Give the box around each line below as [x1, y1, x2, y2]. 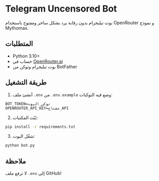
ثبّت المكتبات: [12, 114, 38, 121]
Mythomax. [5, 25, 29, 31]
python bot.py [5, 143, 35, 148]
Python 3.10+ [12, 53, 40, 59]
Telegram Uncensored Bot [5, 3, 117, 15]
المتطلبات [5, 40, 33, 48]
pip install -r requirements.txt [5, 124, 76, 129]
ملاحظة [5, 157, 26, 165]
